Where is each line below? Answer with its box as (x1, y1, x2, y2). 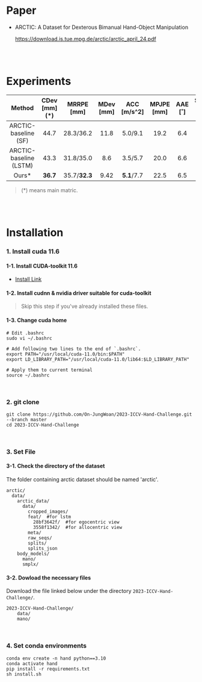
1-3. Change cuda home (6, 316, 67, 324)
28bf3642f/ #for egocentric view (32, 519, 120, 525)
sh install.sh (6, 671, 42, 677)
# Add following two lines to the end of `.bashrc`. (6, 346, 141, 352)
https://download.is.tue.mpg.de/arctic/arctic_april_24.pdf (14, 35, 156, 42)
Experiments (6, 75, 72, 88)
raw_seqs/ (28, 535, 52, 541)
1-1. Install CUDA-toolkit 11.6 (6, 262, 78, 269)
